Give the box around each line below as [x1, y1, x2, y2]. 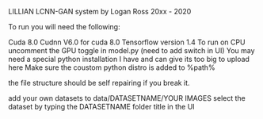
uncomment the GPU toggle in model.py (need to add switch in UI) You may [8, 46, 255, 55]
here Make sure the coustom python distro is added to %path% [8, 63, 215, 72]
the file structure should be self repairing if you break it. [8, 79, 190, 87]
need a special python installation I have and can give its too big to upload [8, 55, 250, 63]
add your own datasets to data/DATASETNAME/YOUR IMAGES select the [8, 94, 246, 102]
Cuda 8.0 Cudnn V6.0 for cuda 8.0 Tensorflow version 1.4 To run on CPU [8, 37, 246, 47]
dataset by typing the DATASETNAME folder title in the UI [8, 102, 196, 111]
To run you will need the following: [8, 22, 120, 31]
